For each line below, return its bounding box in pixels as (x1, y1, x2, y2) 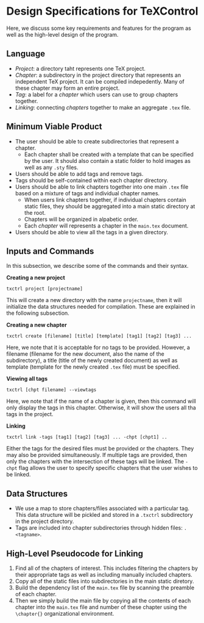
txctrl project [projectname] (6, 286, 83, 292)
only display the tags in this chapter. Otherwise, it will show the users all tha (6, 404, 196, 411)
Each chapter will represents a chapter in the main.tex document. (24, 221, 189, 229)
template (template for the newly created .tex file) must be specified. (6, 363, 180, 370)
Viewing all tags (6, 375, 48, 383)
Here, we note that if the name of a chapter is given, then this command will (6, 398, 196, 405)
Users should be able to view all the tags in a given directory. (15, 228, 169, 236)
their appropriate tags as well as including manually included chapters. (15, 571, 193, 578)
